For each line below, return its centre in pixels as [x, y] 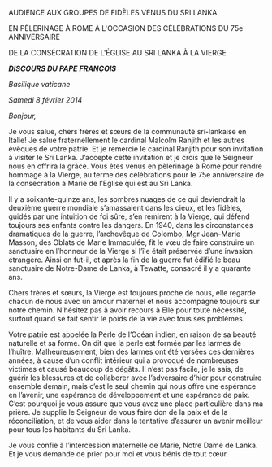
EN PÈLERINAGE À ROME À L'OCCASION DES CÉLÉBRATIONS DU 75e [126, 28]
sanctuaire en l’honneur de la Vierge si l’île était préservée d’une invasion [131, 251]
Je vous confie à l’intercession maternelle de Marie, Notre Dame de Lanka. [133, 445]
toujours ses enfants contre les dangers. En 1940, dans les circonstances [131, 225]
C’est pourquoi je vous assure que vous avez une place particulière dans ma [136, 404]
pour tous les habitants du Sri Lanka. [70, 430]
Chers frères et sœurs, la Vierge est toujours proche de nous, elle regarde [132, 292]
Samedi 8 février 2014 [45, 100]
